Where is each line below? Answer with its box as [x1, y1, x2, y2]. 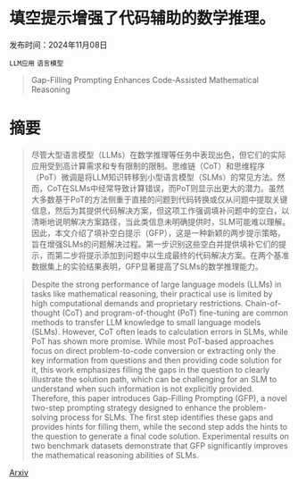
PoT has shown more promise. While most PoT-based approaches [30, 336, 274, 347]
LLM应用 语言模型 [9, 59, 64, 68]
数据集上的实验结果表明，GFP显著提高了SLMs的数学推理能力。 [30, 261, 263, 272]
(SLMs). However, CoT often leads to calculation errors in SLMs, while [30, 326, 288, 337]
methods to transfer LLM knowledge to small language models [30, 316, 261, 327]
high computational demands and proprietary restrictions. [30, 297, 244, 308]
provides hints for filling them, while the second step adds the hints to [30, 421, 288, 432]
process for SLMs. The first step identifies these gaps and [60, 412, 274, 423]
